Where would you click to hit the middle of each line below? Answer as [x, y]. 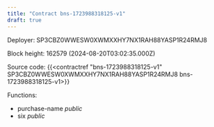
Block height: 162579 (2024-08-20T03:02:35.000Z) [81, 53]
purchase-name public [50, 108]
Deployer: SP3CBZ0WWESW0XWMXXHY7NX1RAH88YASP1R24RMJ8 [107, 40]
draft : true [24, 20]
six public [31, 116]
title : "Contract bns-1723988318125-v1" [67, 14]
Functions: [22, 95]
